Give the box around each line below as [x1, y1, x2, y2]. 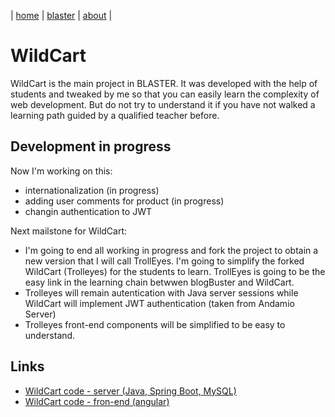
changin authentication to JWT [24, 205, 152, 217]
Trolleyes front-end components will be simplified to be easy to [24, 318, 286, 330]
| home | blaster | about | [10, 10, 113, 21]
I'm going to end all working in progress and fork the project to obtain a [24, 244, 319, 256]
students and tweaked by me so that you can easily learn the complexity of [10, 88, 320, 100]
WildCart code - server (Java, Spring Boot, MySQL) [24, 385, 237, 397]
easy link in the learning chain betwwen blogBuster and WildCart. [24, 276, 295, 288]
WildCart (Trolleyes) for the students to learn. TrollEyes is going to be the [24, 265, 326, 277]
